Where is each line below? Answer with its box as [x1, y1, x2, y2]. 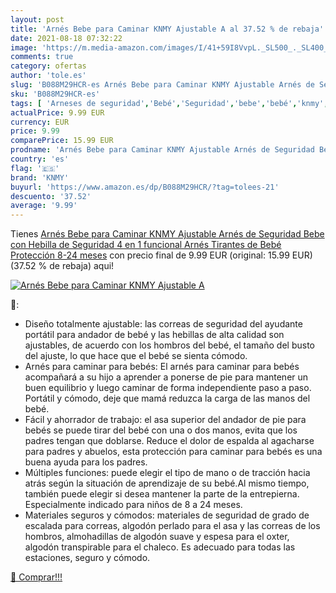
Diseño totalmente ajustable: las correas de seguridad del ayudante [24, 318, 303, 330]
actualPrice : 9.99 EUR [10, 107, 105, 118]
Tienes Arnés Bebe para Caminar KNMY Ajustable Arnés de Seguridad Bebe [10, 228, 325, 240]
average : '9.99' [10, 201, 78, 211]
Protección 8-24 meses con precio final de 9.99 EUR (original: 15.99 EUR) [10, 249, 313, 261]
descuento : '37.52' [10, 191, 92, 201]
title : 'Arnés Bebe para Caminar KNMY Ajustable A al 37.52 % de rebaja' [10, 24, 325, 34]
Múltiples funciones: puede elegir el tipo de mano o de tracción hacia [24, 467, 311, 479]
